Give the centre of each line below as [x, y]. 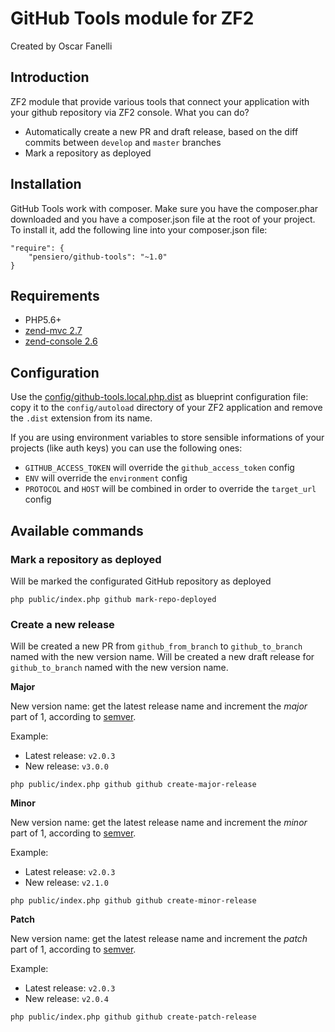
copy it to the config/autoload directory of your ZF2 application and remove [166, 408]
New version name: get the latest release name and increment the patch [159, 939]
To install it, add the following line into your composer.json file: [139, 229]
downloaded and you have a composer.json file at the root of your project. [163, 219]
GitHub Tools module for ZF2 [132, 18]
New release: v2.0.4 [66, 999]
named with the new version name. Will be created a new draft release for [162, 657]
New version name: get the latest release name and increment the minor [159, 823]
